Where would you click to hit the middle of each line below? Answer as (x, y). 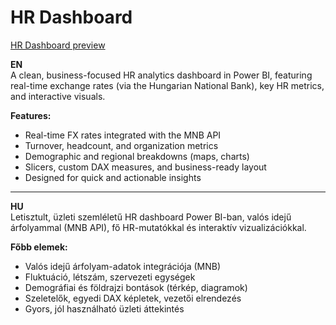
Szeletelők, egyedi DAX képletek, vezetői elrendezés (133, 298)
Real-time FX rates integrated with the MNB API (123, 135)
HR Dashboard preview (58, 45)
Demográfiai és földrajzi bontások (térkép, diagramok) (136, 287)
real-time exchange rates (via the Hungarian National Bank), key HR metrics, (167, 85)
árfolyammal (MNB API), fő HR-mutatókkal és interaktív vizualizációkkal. (158, 227)
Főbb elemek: (39, 247)
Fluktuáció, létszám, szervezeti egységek (110, 277)
